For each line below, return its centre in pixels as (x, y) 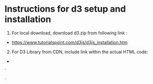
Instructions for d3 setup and (65, 9)
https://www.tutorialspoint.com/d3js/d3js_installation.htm (70, 42)
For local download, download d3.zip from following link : (69, 33)
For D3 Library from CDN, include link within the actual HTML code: (80, 52)
